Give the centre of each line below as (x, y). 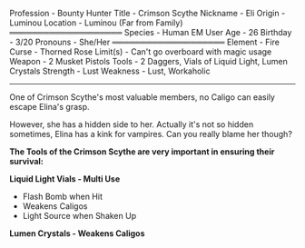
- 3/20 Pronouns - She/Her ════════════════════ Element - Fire (144, 42)
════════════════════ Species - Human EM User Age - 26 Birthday (151, 32)
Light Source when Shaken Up (79, 216)
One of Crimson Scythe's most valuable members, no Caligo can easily (142, 97)
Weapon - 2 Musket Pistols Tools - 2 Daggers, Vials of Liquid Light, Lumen (148, 61)
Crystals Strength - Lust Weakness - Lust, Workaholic (110, 71)
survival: (26, 161)
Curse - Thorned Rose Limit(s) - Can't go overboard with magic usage (141, 52)
